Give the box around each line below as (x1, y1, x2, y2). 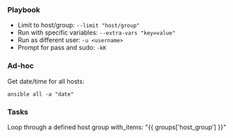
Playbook (7, 5, 41, 15)
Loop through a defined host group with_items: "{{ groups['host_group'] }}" (7, 123, 227, 131)
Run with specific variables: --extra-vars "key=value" (17, 28, 176, 37)
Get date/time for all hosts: (7, 77, 85, 85)
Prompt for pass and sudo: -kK (17, 44, 107, 52)
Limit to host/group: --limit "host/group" (17, 21, 140, 30)
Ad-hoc (7, 61, 34, 71)
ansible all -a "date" (7, 90, 74, 98)
